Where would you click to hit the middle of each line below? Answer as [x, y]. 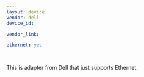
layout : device [26, 12]
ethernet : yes [24, 45]
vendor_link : [23, 34]
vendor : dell [23, 18]
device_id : [20, 23]
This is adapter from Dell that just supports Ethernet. [72, 68]
